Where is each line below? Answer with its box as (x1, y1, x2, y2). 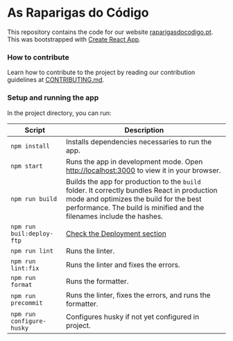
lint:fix (10, 264, 40, 272)
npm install (10, 142, 51, 150)
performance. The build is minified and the (65, 202, 205, 212)
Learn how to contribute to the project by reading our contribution (7, 68, 196, 77)
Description (124, 125, 164, 134)
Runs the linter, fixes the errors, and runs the (65, 290, 211, 299)
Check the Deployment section (65, 229, 166, 238)
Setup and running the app (7, 93, 99, 103)
